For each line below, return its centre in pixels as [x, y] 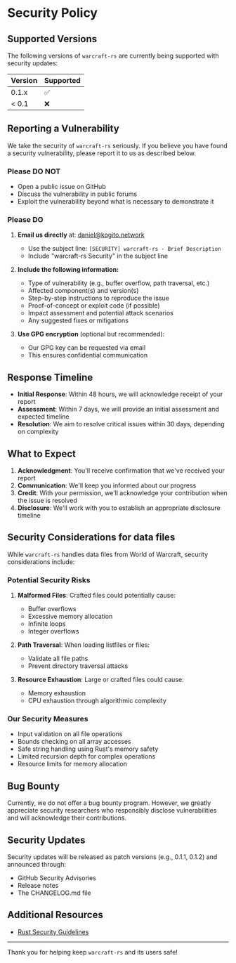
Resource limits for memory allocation [72, 764]
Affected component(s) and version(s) [83, 291]
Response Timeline [50, 377]
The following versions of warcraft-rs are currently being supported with [113, 55]
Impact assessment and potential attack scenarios [100, 313]
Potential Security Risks [49, 579]
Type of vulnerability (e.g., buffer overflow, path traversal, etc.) [119, 283]
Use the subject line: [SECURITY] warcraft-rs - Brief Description [124, 249]
